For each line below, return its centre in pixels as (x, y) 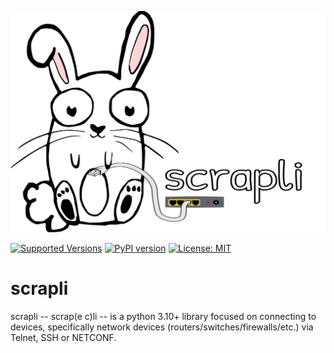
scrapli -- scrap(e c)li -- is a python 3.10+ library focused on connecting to (163, 316)
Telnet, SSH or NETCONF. (63, 337)
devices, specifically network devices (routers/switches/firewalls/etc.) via (162, 327)
